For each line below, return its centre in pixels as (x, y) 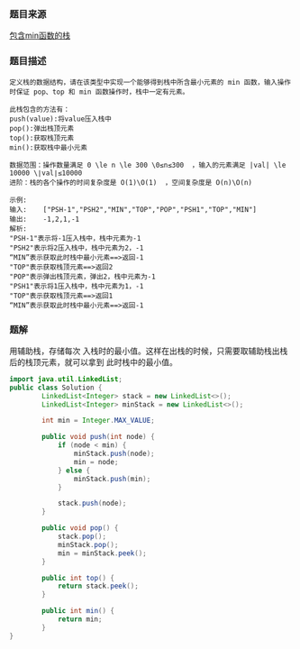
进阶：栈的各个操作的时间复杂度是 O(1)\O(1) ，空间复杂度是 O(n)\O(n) (131, 182)
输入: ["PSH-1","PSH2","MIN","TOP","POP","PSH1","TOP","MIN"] (133, 209)
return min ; (80, 619)
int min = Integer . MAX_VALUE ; (98, 421)
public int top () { (78, 578)
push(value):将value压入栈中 (61, 119)
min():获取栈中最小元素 (49, 147)
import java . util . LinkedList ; (66, 379)
